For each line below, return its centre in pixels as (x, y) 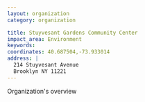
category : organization (42, 20)
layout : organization (39, 14)
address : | (23, 59)
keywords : (22, 46)
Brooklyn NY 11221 (40, 71)
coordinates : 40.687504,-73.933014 (59, 52)
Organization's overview (42, 91)
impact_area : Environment (44, 39)
